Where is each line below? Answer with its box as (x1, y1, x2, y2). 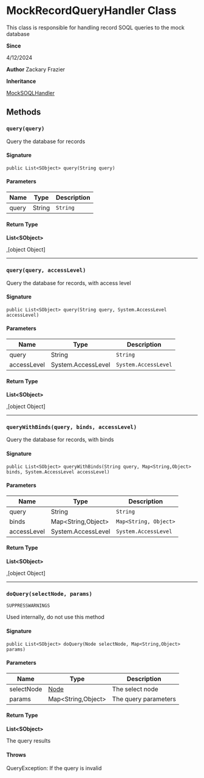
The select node (112, 685, 159, 693)
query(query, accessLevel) (6, 267, 86, 274)
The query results (6, 737, 51, 744)
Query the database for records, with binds (6, 436, 114, 444)
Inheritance (6, 77, 36, 85)
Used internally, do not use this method (6, 614, 105, 621)
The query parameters (112, 695, 176, 703)
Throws (6, 751, 26, 759)
